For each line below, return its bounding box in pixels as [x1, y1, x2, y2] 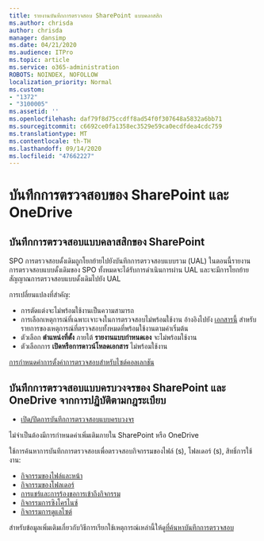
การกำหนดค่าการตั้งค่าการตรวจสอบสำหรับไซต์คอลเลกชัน [9, 357, 155, 367]
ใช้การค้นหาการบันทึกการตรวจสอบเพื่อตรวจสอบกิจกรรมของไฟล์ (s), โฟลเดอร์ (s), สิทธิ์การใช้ [9, 446, 253, 456]
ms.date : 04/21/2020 [9, 41, 78, 49]
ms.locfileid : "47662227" [9, 152, 94, 160]
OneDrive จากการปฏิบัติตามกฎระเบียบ [9, 393, 166, 407]
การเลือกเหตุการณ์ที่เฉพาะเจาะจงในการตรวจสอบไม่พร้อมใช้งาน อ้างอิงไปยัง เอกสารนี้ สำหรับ [20, 315, 257, 324]
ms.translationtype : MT [9, 129, 88, 137]
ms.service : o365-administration [9, 64, 120, 71]
